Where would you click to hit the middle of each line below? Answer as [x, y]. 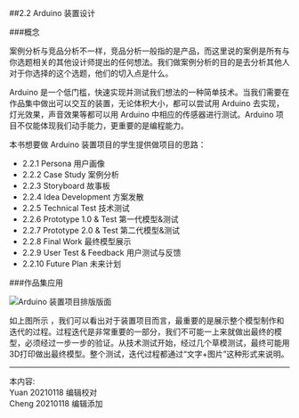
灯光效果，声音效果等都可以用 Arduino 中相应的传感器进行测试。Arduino [141, 115]
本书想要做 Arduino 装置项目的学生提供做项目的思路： [108, 144]
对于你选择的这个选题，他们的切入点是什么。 [91, 73]
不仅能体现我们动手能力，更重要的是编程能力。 [102, 126]
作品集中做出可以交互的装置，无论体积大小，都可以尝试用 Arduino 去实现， [147, 103]
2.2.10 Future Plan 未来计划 [72, 264]
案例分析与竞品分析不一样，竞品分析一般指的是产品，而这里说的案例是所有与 [149, 51]
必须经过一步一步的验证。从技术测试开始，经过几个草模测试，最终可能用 [157, 343]
